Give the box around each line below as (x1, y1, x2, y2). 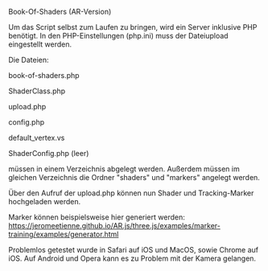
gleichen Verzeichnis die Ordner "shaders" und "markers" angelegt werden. (8, 173, 260, 182)
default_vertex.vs (8, 133, 65, 142)
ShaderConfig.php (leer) (8, 149, 89, 158)
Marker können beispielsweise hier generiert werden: (8, 212, 185, 222)
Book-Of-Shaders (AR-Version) (8, 7, 112, 16)
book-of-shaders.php (8, 71, 80, 80)
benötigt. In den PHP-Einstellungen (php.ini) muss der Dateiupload (8, 31, 229, 40)
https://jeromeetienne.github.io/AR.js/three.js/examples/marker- (8, 221, 221, 230)
